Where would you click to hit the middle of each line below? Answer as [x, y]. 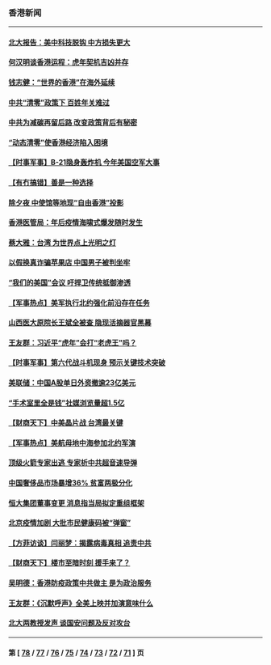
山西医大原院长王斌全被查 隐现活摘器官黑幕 [80, 323]
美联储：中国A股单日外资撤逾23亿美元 [72, 383]
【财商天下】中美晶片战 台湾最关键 [66, 423]
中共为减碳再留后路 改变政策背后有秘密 [73, 122]
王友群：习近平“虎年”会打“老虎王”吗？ [73, 342]
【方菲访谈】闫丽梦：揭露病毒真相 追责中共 [80, 543]
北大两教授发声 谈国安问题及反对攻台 [69, 623]
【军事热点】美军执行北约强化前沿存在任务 [79, 303]
